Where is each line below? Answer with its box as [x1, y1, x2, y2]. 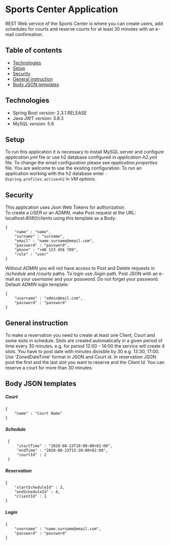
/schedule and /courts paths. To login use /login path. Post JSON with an [5, 270, 158, 277]
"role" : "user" [14, 252, 49, 257]
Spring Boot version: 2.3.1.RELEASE [12, 110, 87, 116]
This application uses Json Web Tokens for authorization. [5, 204, 126, 210]
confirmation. [15, 31, 43, 37]
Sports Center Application [5, 4, 118, 15]
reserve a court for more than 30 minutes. [5, 365, 93, 370]
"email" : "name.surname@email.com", [14, 238, 95, 243]
